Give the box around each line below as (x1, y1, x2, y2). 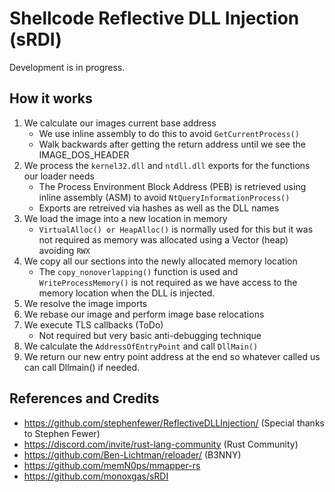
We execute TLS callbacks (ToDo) (23, 318, 164, 331)
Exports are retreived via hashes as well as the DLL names (38, 202, 280, 214)
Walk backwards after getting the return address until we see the (38, 138, 306, 150)
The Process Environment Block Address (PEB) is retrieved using (38, 180, 307, 192)
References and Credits (9, 390, 160, 407)
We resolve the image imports (23, 297, 148, 309)
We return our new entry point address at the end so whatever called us (23, 350, 321, 362)
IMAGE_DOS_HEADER (38, 148, 130, 161)
